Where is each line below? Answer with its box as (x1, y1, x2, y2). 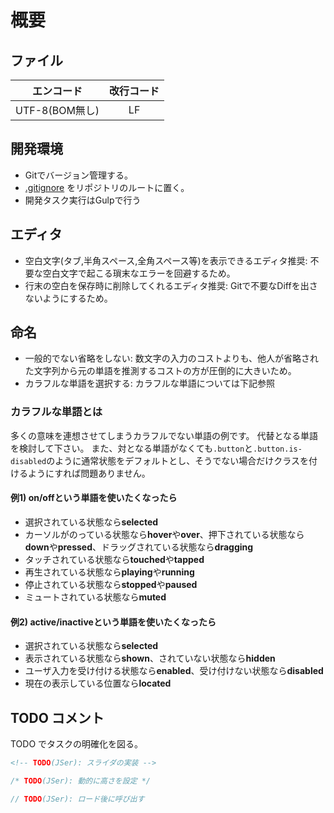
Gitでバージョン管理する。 (24, 169, 133, 181)
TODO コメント (10, 709, 105, 726)
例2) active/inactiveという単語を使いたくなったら (10, 616, 217, 628)
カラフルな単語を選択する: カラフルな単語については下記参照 (24, 377, 276, 390)
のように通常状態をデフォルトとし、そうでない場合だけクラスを (46, 454, 309, 466)
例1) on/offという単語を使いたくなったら (10, 492, 178, 504)
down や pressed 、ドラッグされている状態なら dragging (24, 541, 254, 553)
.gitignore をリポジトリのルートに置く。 (24, 181, 190, 193)
